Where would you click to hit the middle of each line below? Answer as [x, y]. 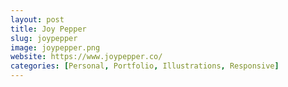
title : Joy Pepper [48, 29]
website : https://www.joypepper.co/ [86, 57]
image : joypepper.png [55, 47]
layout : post [37, 19]
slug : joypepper [44, 38]
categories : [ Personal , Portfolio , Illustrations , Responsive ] [145, 66]
